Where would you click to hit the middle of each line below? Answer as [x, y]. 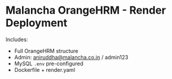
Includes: [17, 39]
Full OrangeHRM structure [46, 50]
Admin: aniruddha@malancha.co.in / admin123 [71, 57]
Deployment [37, 23]
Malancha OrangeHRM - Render [86, 10]
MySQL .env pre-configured [49, 64]
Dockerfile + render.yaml [45, 69]
